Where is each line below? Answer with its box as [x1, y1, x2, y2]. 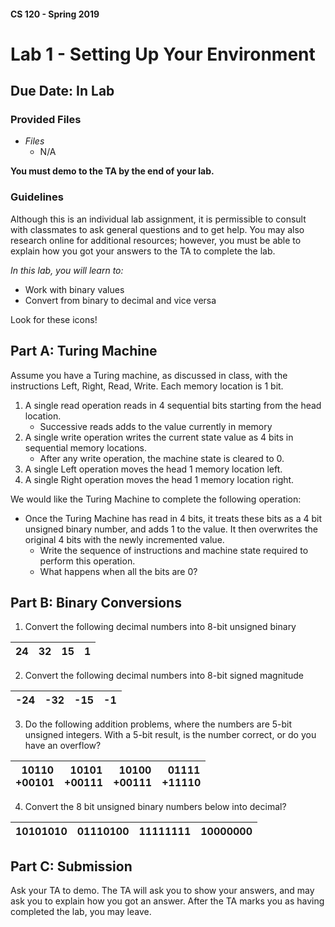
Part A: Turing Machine [10, 343, 158, 360]
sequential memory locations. [24, 441, 148, 454]
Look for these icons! [10, 313, 98, 325]
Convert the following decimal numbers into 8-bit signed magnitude [24, 670, 304, 682]
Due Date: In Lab [10, 83, 115, 100]
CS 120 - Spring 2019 [10, 8, 100, 20]
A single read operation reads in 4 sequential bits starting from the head [24, 399, 322, 411]
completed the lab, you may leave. [10, 906, 152, 918]
